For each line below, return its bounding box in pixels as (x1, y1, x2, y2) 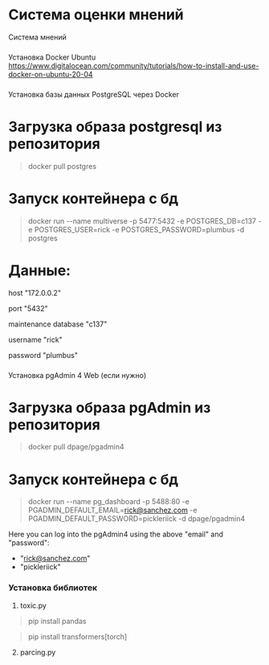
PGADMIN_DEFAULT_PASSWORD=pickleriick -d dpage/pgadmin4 (27, 514, 246, 523)
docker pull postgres (27, 161, 97, 170)
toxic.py (19, 601, 47, 610)
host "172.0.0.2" (8, 288, 62, 298)
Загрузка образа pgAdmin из (8, 398, 211, 417)
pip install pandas (27, 616, 87, 626)
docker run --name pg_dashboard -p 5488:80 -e (27, 497, 190, 507)
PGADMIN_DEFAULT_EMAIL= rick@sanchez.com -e (27, 505, 198, 515)
